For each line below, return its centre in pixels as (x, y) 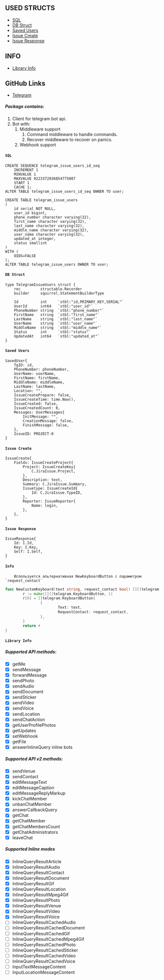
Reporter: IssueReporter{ (49, 502)
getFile (19, 742)
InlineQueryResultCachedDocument (48, 928)
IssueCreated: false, (36, 404)
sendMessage (27, 670)
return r (32, 626)
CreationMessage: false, (48, 421)
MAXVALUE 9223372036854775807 (45, 179)
